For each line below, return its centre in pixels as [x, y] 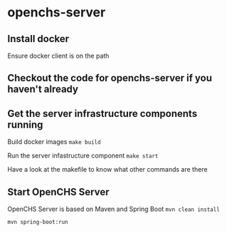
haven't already [43, 89]
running [25, 124]
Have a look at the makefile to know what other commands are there [107, 170]
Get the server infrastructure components [102, 114]
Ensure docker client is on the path [58, 56]
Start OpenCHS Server [58, 192]
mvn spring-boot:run [38, 222]
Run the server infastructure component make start [83, 156]
